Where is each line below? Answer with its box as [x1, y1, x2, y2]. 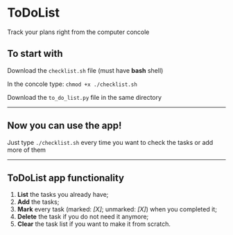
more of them [7, 146, 46, 154]
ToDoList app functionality [7, 172, 125, 184]
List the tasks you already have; [17, 191, 109, 199]
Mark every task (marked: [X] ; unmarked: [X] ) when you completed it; [17, 205, 217, 214]
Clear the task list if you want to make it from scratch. [17, 220, 171, 228]
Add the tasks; [17, 198, 60, 206]
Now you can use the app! [7, 120, 122, 132]
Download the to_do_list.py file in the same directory [7, 93, 162, 101]
